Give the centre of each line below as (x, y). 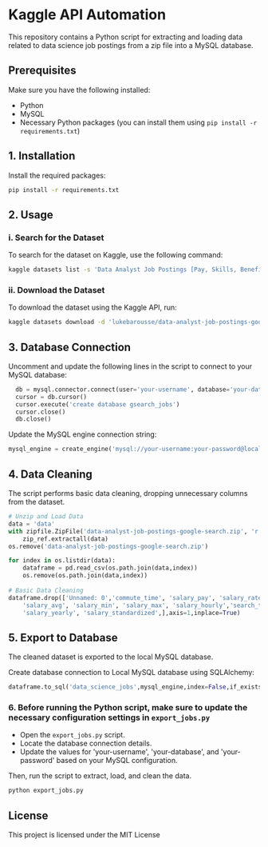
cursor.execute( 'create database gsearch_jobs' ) (98, 404)
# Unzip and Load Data (46, 517)
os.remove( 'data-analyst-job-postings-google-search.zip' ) (108, 546)
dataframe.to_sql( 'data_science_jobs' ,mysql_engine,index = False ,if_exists (135, 687)
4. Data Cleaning (51, 474)
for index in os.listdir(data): (62, 561)
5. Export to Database (63, 637)
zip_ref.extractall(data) (66, 539)
